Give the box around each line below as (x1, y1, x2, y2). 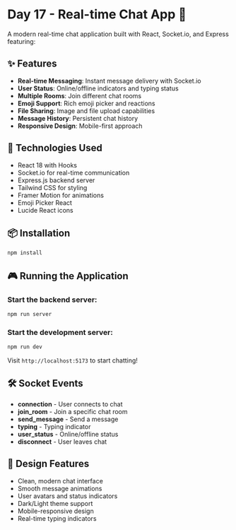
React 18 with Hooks (17, 160, 78, 169)
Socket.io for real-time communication (17, 168, 130, 177)
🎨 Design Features (7, 458, 90, 470)
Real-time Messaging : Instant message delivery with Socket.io (17, 76, 201, 85)
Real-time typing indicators (17, 514, 97, 522)
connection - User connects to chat (17, 399, 123, 408)
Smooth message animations (17, 484, 102, 493)
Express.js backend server (17, 176, 95, 184)
